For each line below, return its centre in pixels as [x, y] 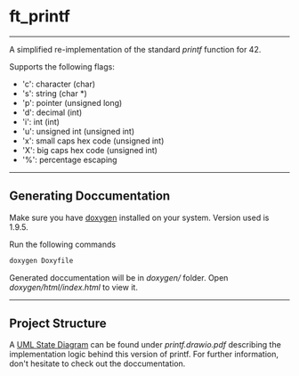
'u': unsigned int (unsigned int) [78, 131]
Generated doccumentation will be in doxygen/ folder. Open [119, 277]
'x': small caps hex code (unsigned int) [93, 141]
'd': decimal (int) [52, 112]
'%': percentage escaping [69, 159]
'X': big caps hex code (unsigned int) [90, 150]
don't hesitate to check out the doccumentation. [97, 364]
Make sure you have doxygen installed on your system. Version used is [139, 217]
